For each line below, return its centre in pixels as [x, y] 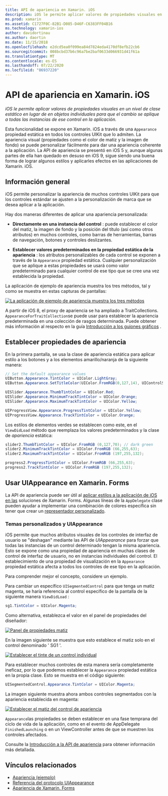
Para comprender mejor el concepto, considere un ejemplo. [66, 576]
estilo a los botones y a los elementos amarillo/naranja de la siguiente [77, 359]
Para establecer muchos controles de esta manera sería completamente [79, 665]
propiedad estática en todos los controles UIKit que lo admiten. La [73, 134]
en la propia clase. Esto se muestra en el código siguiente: [65, 675]
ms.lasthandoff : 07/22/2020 [34, 65]
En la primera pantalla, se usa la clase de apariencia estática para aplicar [80, 354]
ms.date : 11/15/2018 [27, 42]
